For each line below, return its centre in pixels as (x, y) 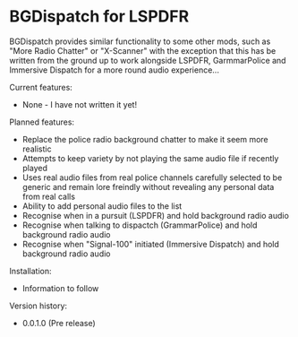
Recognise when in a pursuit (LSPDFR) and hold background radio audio (155, 215)
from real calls (49, 196)
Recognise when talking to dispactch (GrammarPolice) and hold (140, 225)
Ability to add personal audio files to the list (102, 206)
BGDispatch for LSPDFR (99, 17)
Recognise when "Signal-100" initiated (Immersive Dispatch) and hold (151, 244)
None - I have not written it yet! (79, 104)
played (34, 168)
